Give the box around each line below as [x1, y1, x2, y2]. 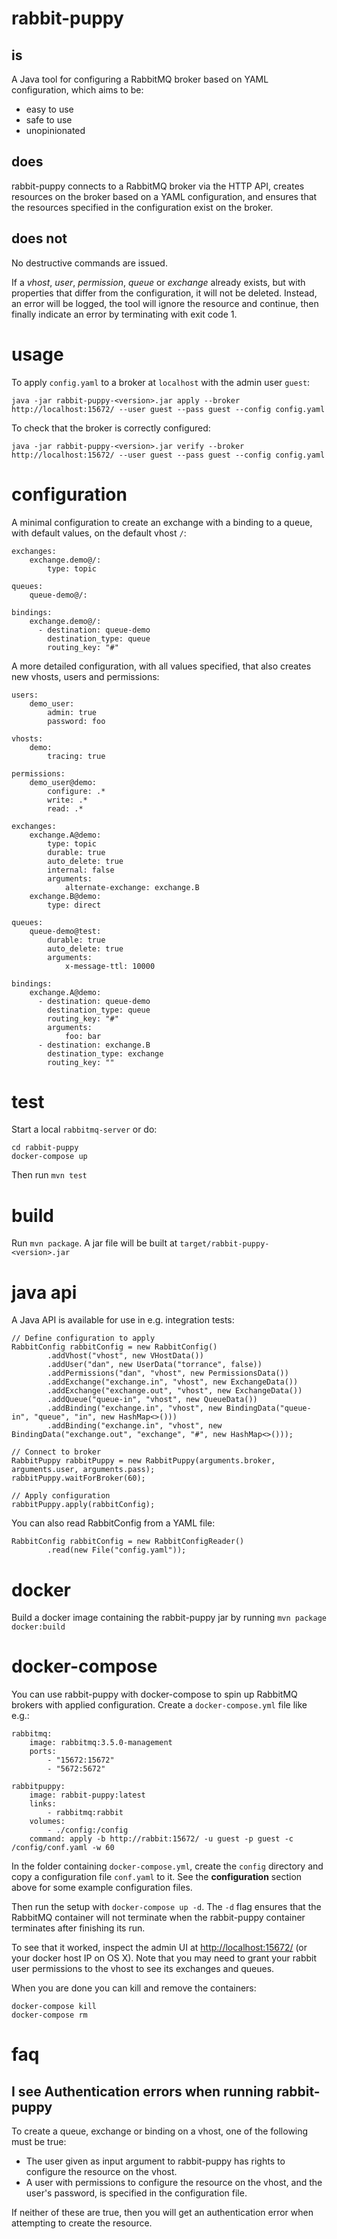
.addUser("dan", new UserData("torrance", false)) [47, 1360, 263, 1370]
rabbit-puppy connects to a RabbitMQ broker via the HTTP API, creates [11, 180, 305, 192]
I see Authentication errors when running [11, 2083, 274, 2100]
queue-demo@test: [29, 926, 102, 936]
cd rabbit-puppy [11, 1143, 79, 1153]
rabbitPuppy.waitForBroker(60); [11, 1473, 146, 1484]
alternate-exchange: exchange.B [64, 882, 200, 892]
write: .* [47, 795, 88, 805]
